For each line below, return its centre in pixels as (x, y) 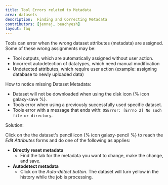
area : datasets (21, 15)
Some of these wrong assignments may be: (51, 49)
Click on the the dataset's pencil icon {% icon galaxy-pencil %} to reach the (84, 135)
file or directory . (33, 115)
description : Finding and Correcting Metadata (56, 19)
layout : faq (18, 29)
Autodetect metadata (36, 166)
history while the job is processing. (56, 177)
